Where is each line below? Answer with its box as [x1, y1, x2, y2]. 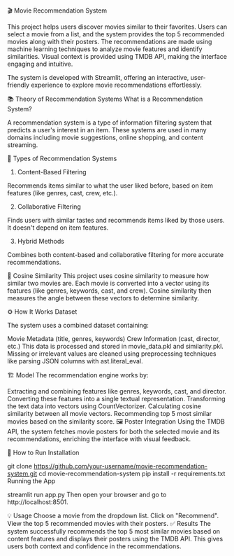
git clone [7, 462, 33, 470]
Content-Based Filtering [17, 168, 87, 176]
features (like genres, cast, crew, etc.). [7, 189, 118, 197]
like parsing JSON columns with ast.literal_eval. [7, 357, 143, 365]
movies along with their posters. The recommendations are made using [7, 38, 212, 46]
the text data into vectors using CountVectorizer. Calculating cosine [7, 402, 201, 410]
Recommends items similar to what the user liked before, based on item [7, 181, 213, 190]
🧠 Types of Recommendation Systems [7, 154, 117, 162]
